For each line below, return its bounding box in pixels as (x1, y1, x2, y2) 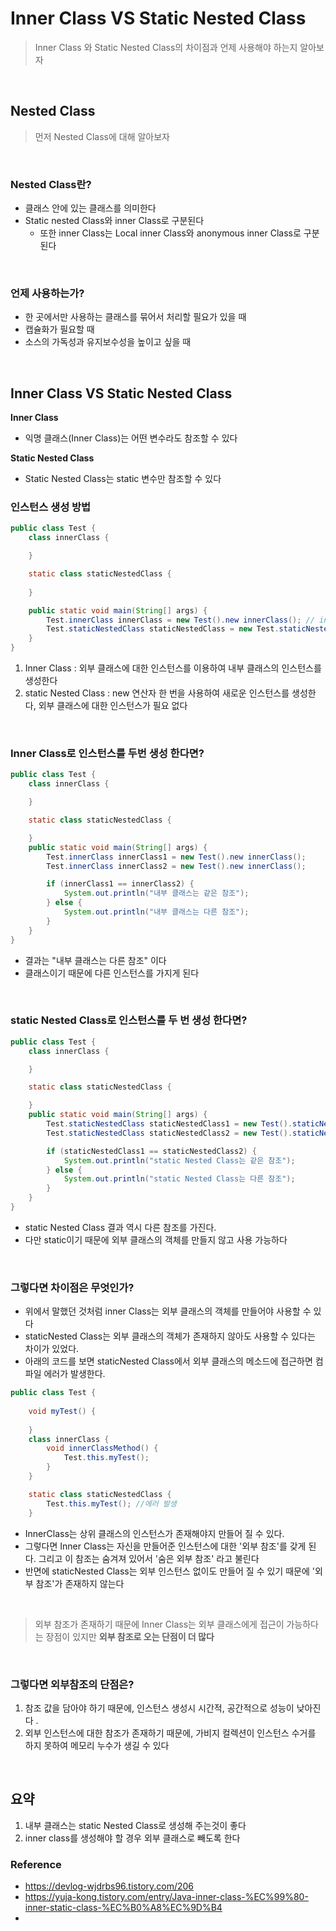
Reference (10, 1857, 62, 1871)
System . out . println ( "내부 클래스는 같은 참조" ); (63, 888, 250, 899)
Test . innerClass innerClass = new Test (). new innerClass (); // (46, 615, 315, 625)
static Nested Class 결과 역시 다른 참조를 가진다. (24, 1221, 217, 1233)
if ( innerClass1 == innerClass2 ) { (46, 879, 195, 889)
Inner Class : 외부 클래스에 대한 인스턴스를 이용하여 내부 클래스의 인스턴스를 (24, 662, 322, 674)
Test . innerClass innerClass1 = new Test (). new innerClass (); (46, 852, 307, 862)
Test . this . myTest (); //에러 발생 (46, 1498, 177, 1509)
